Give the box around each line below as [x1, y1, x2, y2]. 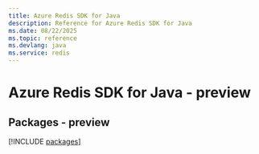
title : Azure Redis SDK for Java [8, 11, 121, 20]
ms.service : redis [8, 49, 70, 57]
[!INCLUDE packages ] [8, 137, 81, 146]
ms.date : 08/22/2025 [8, 26, 78, 34]
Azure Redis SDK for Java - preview [8, 83, 252, 102]
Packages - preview [8, 115, 110, 129]
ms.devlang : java [8, 42, 67, 50]
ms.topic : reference [8, 34, 78, 43]
